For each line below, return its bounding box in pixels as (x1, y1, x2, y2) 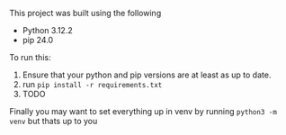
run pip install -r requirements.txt (22, 79, 163, 89)
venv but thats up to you (9, 116, 98, 126)
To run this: (9, 52, 51, 62)
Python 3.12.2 (22, 25, 74, 35)
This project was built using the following (9, 8, 162, 18)
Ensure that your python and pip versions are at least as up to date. (22, 69, 272, 80)
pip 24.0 (22, 35, 54, 45)
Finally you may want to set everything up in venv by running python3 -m (9, 106, 277, 116)
